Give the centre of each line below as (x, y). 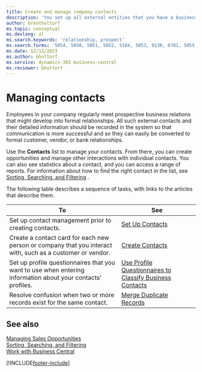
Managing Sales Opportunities (44, 339)
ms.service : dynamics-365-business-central (62, 62)
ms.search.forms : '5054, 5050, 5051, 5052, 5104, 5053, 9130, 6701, (94, 46)
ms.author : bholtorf (32, 57)
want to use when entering (47, 270)
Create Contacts (144, 245)
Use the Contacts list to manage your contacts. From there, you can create (99, 152)
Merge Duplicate (145, 295)
